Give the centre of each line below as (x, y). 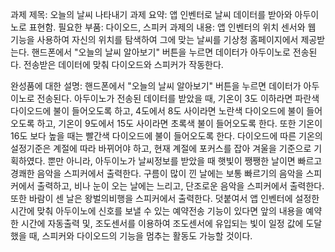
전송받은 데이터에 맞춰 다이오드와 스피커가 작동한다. (123, 64)
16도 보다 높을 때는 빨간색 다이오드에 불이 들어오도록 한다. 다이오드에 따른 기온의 (166, 136)
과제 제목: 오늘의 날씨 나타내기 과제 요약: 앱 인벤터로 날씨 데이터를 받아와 (151, 14)
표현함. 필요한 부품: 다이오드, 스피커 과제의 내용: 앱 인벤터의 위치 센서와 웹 (172, 27)
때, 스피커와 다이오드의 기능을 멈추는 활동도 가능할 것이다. (140, 236)
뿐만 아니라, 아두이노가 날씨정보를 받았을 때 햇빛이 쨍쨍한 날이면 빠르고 (185, 161)
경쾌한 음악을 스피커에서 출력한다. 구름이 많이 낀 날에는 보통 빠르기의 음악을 (157, 173)
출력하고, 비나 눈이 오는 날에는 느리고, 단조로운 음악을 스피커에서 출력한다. (180, 186)
